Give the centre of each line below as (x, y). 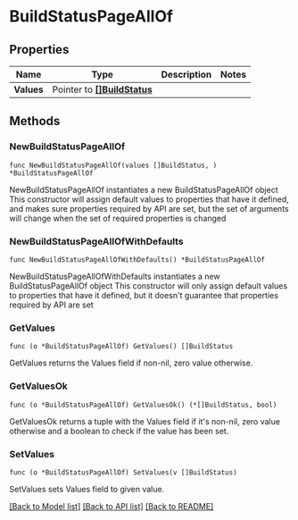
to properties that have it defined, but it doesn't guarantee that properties (144, 295)
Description (186, 75)
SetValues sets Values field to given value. (87, 489)
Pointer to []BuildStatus (103, 89)
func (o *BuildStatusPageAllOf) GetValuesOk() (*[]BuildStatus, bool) (143, 405)
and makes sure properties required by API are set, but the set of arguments (149, 208)
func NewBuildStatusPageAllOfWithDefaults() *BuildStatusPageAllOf (137, 260)
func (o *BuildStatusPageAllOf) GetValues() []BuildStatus (121, 347)
